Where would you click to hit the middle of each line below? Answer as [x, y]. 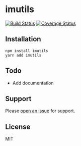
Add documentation [33, 83]
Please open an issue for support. [40, 111]
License [18, 127]
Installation [23, 39]
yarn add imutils [23, 55]
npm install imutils [27, 51]
